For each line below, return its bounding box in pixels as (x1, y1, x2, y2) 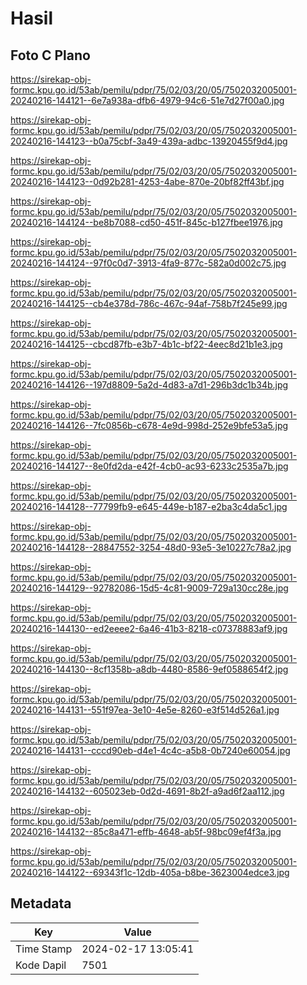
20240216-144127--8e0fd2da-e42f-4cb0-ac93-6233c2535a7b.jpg (10, 460, 289, 472)
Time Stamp (15, 942, 73, 956)
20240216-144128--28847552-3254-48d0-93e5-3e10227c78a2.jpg (10, 542, 292, 553)
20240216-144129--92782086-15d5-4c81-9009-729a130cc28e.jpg (10, 582, 289, 594)
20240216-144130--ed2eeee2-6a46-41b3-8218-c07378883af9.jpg (10, 623, 288, 634)
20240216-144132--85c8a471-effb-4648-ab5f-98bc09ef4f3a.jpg (10, 826, 282, 837)
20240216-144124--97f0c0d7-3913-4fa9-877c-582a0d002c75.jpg (10, 257, 287, 269)
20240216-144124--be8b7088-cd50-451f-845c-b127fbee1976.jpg (10, 217, 283, 228)
